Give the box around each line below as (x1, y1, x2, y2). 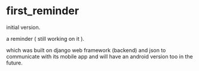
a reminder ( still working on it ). (6, 35, 85, 42)
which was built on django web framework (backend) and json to (6, 46, 166, 54)
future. (6, 59, 23, 66)
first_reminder (6, 4, 79, 18)
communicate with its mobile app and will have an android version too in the (6, 53, 193, 60)
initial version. (6, 24, 41, 31)
